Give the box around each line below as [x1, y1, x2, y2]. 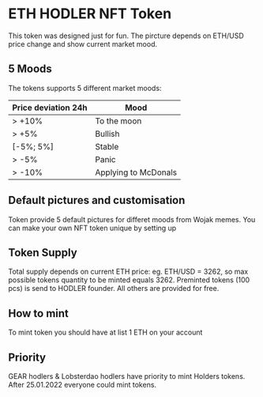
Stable [95, 141, 119, 152]
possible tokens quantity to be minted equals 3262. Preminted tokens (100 [8, 275, 250, 285]
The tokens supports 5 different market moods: [8, 83, 162, 93]
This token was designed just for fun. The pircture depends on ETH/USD [8, 31, 245, 40]
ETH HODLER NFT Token [8, 5, 172, 23]
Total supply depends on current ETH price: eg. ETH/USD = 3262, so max [8, 267, 249, 277]
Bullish [95, 128, 120, 139]
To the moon [95, 115, 142, 127]
